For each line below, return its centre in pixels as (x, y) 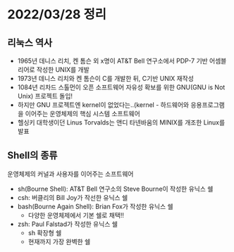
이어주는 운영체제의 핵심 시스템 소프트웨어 (83, 114)
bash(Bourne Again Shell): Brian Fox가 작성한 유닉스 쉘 (96, 206)
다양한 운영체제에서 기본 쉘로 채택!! (76, 215)
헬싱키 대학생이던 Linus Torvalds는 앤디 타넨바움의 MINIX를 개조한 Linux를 (121, 122)
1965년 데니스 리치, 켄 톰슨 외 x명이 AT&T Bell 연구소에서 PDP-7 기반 (112, 61)
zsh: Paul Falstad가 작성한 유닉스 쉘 (68, 224)
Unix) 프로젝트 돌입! (45, 96)
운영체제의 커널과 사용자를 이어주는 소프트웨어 (70, 174)
